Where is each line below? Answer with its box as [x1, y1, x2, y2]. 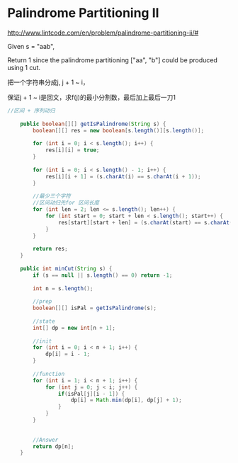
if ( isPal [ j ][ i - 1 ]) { [57, 390, 125, 397]
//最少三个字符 [33, 193, 71, 200]
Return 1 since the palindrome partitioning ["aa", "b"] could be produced [7, 55, 218, 64]
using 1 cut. [7, 63, 41, 72]
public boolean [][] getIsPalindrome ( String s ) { [20, 120, 166, 127]
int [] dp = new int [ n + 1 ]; [33, 324, 115, 331]
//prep [33, 298, 52, 305]
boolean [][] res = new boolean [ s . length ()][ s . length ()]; [33, 127, 205, 134]
